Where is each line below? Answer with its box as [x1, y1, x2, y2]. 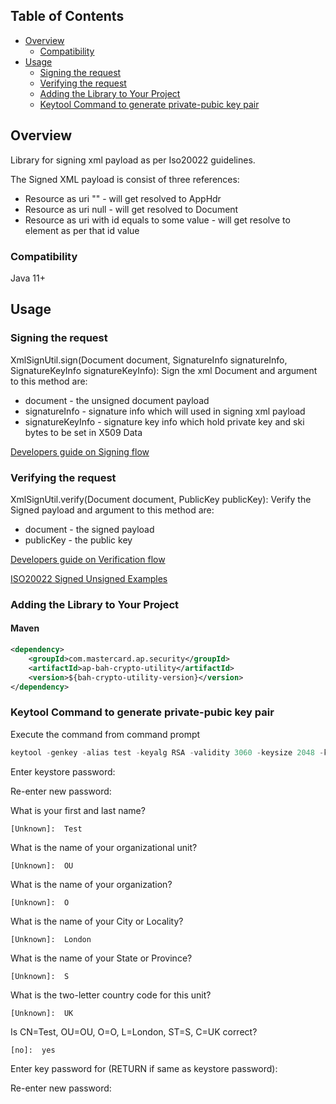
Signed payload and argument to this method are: [10, 504, 215, 516]
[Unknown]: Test [10, 824, 83, 834]
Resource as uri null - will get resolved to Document [24, 203, 239, 215]
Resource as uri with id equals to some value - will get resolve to [24, 214, 291, 226]
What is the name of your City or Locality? [10, 915, 184, 927]
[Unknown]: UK [10, 1008, 74, 1018]
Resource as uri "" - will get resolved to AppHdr [24, 192, 222, 204]
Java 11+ [10, 272, 46, 284]
